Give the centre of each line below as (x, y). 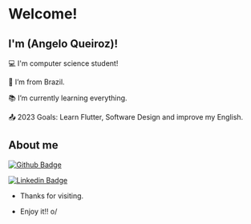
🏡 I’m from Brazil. (37, 82)
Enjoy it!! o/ (38, 211)
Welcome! (43, 14)
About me (33, 145)
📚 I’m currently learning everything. (68, 98)
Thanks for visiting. (52, 195)
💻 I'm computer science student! (63, 63)
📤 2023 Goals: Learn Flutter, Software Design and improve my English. (126, 117)
